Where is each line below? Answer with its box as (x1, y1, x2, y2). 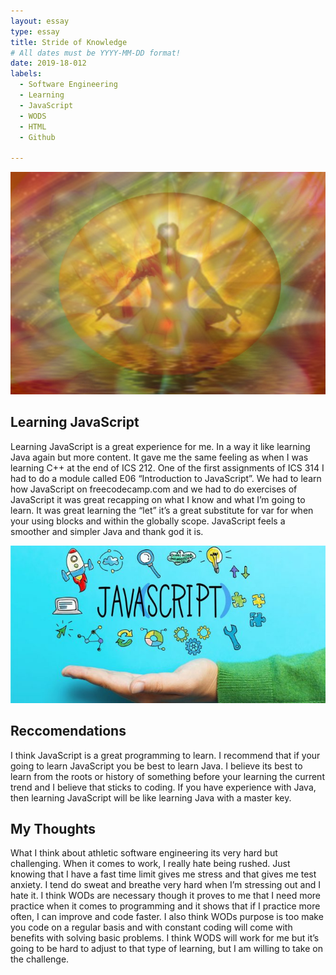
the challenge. (10, 953, 70, 965)
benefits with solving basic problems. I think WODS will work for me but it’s (10, 932, 320, 944)
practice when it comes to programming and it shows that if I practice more (10, 900, 321, 912)
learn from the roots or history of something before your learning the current (10, 770, 325, 782)
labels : (10, 69, 43, 79)
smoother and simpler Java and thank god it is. (10, 525, 204, 537)
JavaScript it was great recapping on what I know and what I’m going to (10, 493, 306, 505)
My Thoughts (10, 820, 97, 837)
